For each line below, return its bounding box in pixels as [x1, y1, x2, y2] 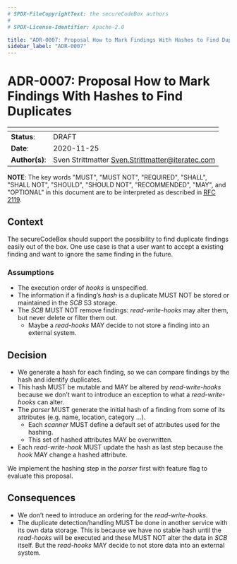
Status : [11, 132, 35, 142]
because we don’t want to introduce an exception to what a [17, 390, 190, 399]
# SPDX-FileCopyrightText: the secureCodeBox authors [7, 10, 169, 18]
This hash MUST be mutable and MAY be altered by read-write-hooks [17, 382, 221, 391]
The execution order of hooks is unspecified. [17, 283, 148, 292]
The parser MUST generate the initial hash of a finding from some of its [17, 405, 226, 413]
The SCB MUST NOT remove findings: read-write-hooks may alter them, [17, 306, 229, 315]
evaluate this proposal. [7, 471, 73, 480]
